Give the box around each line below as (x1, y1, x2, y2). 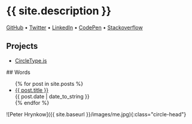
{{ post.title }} (14, 86, 49, 94)
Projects (6, 41, 38, 51)
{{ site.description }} (6, 4, 112, 18)
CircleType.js (14, 57, 47, 64)
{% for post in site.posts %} (14, 80, 84, 87)
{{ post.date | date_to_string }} (14, 92, 90, 100)
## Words (6, 69, 31, 76)
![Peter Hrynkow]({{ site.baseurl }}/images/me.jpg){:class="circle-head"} (6, 110, 187, 117)
